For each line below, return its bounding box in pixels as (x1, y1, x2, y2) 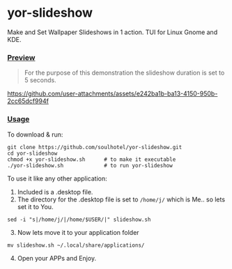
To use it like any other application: (7, 174, 108, 183)
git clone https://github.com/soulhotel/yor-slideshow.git (7, 144, 183, 151)
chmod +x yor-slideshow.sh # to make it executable (7, 155, 176, 163)
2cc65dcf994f (7, 97, 49, 105)
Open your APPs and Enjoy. (17, 254, 96, 262)
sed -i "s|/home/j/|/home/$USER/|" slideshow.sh (7, 216, 151, 223)
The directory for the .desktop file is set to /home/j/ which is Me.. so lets (17, 195, 225, 203)
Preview (7, 52, 36, 62)
